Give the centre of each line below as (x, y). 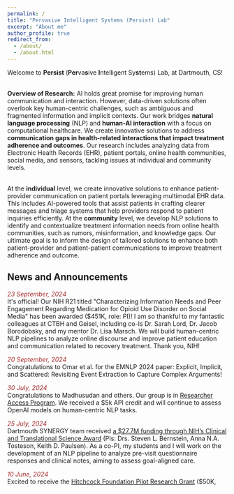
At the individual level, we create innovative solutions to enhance (101, 188)
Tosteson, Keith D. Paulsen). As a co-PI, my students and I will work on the (114, 446)
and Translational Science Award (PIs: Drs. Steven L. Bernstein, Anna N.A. (114, 438)
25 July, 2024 (27, 424)
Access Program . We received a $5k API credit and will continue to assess (114, 403)
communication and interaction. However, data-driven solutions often (107, 100)
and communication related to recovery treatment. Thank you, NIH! (104, 345)
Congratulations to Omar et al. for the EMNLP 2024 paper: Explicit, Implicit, (115, 366)
